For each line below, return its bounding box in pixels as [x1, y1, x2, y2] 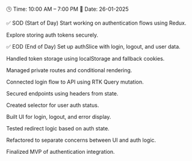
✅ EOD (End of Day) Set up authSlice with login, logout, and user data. [6, 43, 181, 50]
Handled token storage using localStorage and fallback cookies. [6, 55, 165, 62]
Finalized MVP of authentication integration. [6, 148, 116, 155]
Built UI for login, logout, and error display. [6, 114, 111, 120]
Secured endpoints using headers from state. [6, 90, 119, 97]
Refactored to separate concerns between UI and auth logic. [6, 136, 156, 144]
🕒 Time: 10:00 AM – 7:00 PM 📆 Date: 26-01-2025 [6, 5, 129, 13]
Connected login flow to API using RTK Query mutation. [6, 78, 144, 85]
